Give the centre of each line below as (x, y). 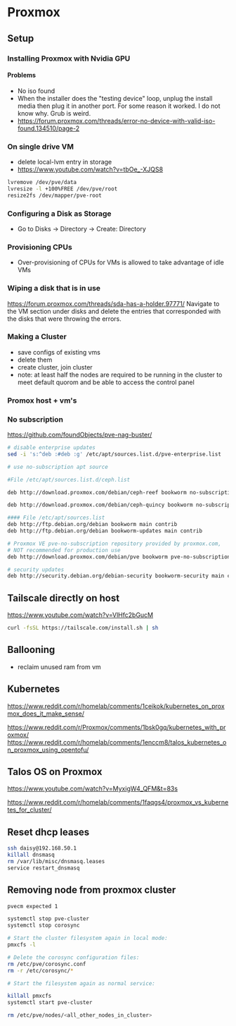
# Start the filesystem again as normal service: (81, 983)
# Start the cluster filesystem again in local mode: (88, 939)
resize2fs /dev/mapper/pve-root (54, 195)
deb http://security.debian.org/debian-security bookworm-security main (116, 576)
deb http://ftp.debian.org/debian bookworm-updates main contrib (105, 531)
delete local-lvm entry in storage (65, 162)
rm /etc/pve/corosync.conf (47, 964)
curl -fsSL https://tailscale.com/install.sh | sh (83, 628)
